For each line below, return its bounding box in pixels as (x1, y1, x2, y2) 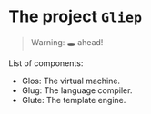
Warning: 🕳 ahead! (30, 36, 104, 47)
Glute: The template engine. (21, 94, 126, 105)
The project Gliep (8, 6, 143, 27)
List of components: (8, 57, 84, 69)
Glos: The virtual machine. (21, 75, 120, 86)
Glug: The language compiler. (21, 84, 133, 96)
